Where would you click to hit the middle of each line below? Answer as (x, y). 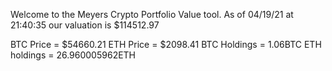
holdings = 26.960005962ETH (73, 55)
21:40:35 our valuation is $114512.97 (85, 25)
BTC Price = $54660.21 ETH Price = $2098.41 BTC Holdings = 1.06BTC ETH (166, 44)
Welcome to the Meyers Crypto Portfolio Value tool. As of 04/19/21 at (152, 14)
